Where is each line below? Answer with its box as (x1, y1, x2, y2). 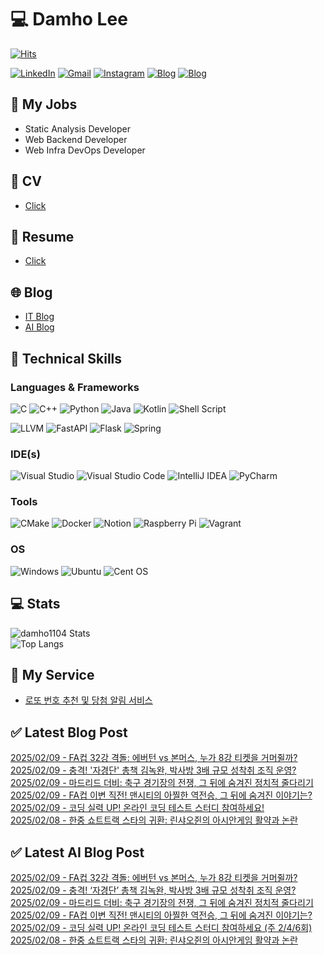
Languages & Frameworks (10, 380, 140, 394)
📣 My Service (10, 666, 95, 683)
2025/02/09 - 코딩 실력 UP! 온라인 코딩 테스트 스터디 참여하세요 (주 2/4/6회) (10, 922, 313, 934)
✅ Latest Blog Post (10, 724, 128, 741)
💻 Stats (10, 596, 61, 613)
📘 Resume (10, 228, 75, 245)
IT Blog (24, 311, 55, 323)
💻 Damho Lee (10, 8, 128, 31)
